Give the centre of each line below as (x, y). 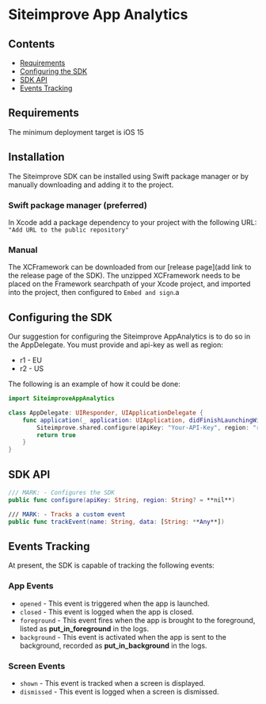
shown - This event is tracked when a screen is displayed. (112, 683)
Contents (32, 44)
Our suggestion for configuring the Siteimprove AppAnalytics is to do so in (129, 337)
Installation (36, 157)
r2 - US (32, 369)
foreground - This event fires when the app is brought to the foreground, (137, 620)
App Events (31, 586)
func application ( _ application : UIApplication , (104, 420)
